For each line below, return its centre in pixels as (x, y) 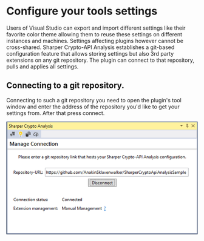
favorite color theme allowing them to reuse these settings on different (94, 34)
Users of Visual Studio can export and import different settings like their (96, 28)
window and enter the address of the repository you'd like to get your (93, 107)
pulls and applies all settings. (42, 66)
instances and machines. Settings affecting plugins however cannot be (95, 41)
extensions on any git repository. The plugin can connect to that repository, (100, 60)
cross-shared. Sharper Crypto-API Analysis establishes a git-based (90, 47)
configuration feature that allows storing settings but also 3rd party (90, 53)
